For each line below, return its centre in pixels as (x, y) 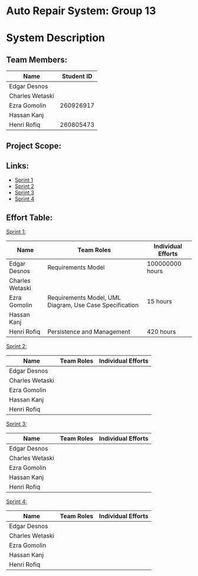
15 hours (160, 302)
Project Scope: (34, 146)
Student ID (77, 76)
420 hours (161, 332)
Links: (18, 166)
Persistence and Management (89, 332)
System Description (55, 38)
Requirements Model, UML (84, 298)
